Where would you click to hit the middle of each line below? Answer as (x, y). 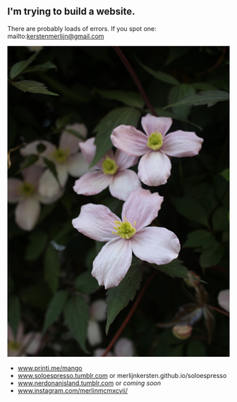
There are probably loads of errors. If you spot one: (82, 28)
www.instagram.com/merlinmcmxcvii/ (73, 391)
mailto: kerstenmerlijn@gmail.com (56, 36)
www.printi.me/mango (50, 368)
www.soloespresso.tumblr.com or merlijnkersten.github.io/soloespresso (122, 376)
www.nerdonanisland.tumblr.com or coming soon (89, 383)
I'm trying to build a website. (71, 12)
